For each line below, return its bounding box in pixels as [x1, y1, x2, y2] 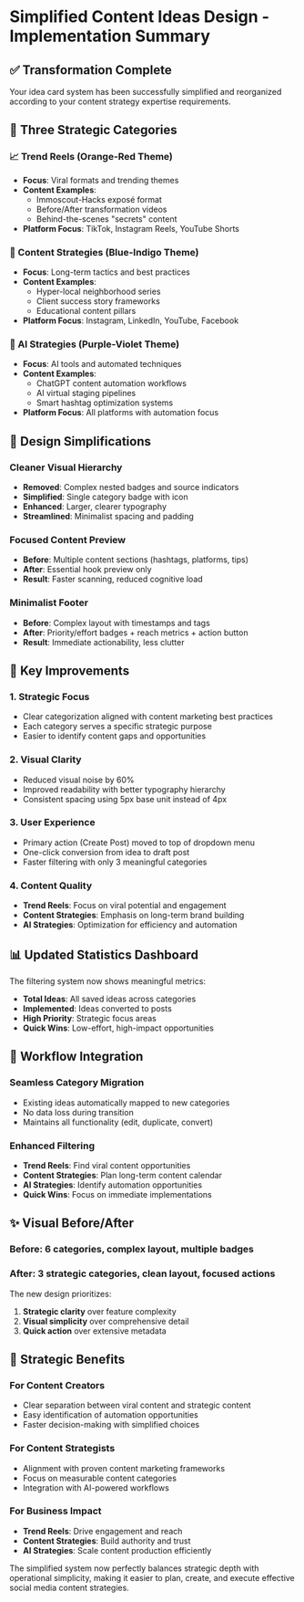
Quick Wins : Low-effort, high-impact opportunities [22, 1022, 214, 1033]
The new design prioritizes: [9, 1288, 112, 1299]
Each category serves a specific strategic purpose [22, 721, 212, 732]
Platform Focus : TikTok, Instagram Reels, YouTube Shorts [22, 223, 239, 234]
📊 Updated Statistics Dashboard [9, 947, 198, 962]
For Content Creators [9, 1378, 106, 1391]
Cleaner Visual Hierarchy [9, 461, 123, 474]
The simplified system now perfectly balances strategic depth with [9, 1563, 259, 1574]
